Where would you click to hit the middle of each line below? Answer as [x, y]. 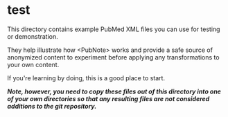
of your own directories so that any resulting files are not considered [108, 98]
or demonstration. [33, 36]
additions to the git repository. [52, 106]
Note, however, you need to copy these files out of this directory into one [114, 91]
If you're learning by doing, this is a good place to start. [86, 78]
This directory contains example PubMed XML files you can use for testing [114, 29]
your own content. [33, 64]
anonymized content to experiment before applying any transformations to [113, 57]
